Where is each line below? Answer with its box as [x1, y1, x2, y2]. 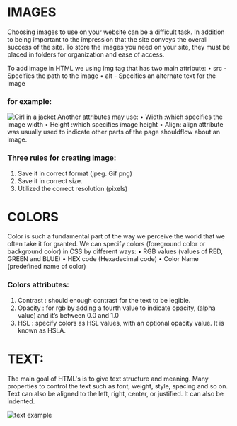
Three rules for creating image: [7, 153, 117, 163]
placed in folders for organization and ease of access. [7, 50, 165, 59]
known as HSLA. [17, 326, 66, 335]
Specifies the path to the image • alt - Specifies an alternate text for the [7, 71, 216, 80]
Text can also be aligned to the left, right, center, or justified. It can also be [7, 389, 224, 398]
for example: [7, 96, 52, 106]
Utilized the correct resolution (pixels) [17, 184, 128, 192]
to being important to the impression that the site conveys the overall [7, 35, 208, 43]
